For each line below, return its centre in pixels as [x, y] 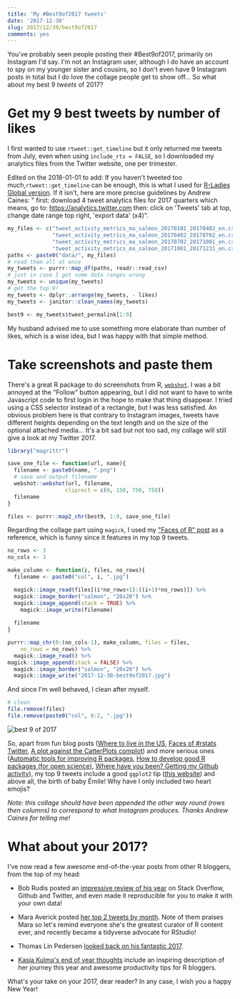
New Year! [22, 989]
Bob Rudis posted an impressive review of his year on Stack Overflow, [121, 888]
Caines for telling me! [39, 817]
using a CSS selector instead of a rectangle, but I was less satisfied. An [112, 407]
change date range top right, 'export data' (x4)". [78, 216]
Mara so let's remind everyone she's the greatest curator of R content [120, 924]
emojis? [19, 789]
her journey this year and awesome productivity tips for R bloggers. [117, 967]
